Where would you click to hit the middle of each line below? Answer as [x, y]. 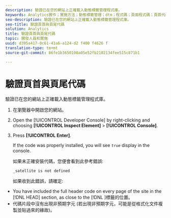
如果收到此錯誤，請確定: [38, 181]
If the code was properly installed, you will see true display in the [81, 146]
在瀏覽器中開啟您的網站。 [39, 110]
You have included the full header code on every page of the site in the [87, 191]
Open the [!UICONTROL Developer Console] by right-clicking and [81, 120]
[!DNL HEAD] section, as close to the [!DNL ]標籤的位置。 [73, 198]
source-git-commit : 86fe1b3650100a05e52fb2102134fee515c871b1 [73, 53]
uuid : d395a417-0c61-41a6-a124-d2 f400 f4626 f [57, 43]
